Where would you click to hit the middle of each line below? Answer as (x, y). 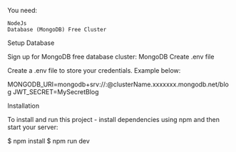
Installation (24, 106)
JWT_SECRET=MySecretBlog (56, 92)
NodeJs (17, 24)
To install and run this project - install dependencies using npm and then (113, 120)
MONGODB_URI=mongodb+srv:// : (57, 84)
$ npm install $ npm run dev (49, 141)
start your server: (33, 127)
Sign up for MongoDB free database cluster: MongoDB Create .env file (111, 57)
